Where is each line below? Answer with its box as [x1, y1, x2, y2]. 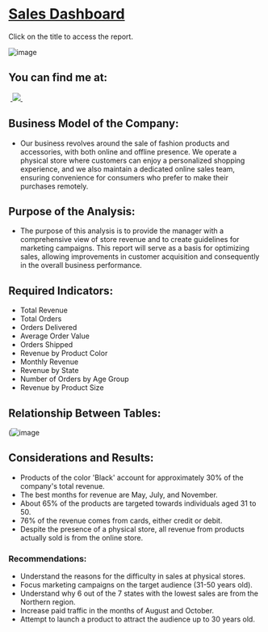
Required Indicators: [8, 284, 114, 298]
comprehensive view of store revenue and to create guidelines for [19, 235, 240, 244]
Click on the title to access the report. [8, 32, 133, 41]
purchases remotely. [19, 181, 89, 191]
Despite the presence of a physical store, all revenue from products [19, 524, 245, 534]
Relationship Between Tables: [8, 406, 161, 420]
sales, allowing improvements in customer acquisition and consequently [19, 252, 260, 261]
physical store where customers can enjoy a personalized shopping [19, 155, 245, 165]
